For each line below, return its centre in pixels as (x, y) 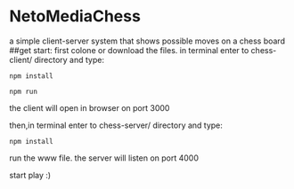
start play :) (30, 175)
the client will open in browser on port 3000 (90, 107)
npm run (24, 91)
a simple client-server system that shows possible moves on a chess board (147, 41)
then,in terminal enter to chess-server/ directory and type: (116, 125)
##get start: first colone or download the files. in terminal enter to (129, 50)
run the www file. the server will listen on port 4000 (104, 158)
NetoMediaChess (75, 16)
